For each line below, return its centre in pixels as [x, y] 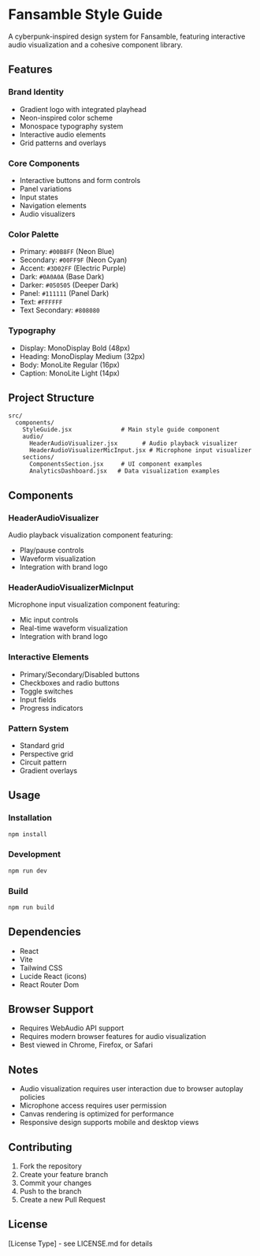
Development [35, 854]
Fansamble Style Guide [85, 15]
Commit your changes [56, 1183]
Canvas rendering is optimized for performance [97, 1114]
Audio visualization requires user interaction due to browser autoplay [131, 1089]
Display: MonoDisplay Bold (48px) [75, 348]
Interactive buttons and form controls [80, 180]
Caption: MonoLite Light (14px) [70, 373]
